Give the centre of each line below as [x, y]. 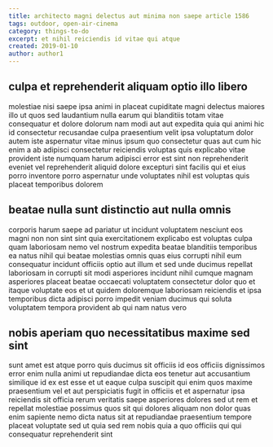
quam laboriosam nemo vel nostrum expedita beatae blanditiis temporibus [133, 247]
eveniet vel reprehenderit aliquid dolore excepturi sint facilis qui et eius [127, 167]
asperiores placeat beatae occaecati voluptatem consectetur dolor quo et [132, 281]
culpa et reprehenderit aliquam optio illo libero [128, 87]
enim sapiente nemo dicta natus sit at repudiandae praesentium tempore [130, 417]
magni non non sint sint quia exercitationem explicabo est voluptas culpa [130, 238]
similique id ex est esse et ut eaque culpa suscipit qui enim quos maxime [130, 383]
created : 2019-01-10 [44, 46]
